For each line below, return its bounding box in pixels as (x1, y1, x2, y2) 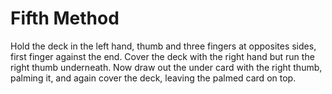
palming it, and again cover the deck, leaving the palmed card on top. (10, 72, 297, 84)
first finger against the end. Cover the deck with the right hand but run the (10, 50, 315, 62)
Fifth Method (10, 7, 120, 30)
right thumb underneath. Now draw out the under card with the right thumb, (10, 61, 323, 73)
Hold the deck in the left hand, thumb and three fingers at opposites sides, (10, 40, 317, 52)
